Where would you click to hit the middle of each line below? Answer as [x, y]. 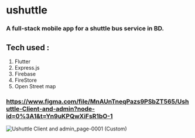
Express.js [27, 67]
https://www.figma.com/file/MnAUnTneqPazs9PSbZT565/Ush [97, 101]
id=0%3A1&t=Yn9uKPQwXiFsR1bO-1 [59, 116]
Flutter [23, 61]
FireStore [25, 80]
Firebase [25, 74]
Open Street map [35, 86]
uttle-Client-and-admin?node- [51, 109]
